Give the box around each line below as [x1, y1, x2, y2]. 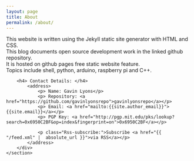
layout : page [6, 8, 38, 15]
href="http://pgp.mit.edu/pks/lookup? [79, 114, 175, 120]
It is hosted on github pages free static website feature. [6, 61, 140, 68]
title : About [6, 14, 38, 20]
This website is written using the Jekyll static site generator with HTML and [6, 36, 188, 43]
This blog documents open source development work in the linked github [6, 48, 183, 55]
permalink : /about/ [6, 19, 54, 25]
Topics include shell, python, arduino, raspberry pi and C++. [6, 67, 152, 74]
